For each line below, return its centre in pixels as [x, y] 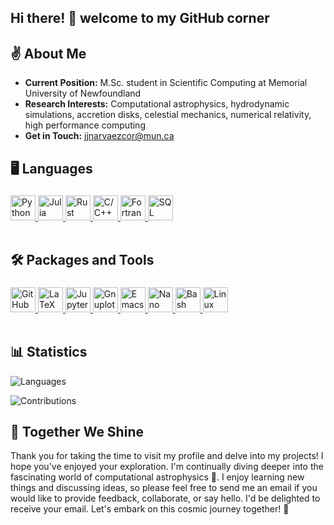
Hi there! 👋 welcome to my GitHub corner [140, 18]
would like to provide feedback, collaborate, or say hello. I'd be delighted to [165, 498]
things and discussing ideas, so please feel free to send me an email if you [164, 488]
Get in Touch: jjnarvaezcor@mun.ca [99, 136]
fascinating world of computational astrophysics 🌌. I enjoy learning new [157, 477]
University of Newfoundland [83, 93]
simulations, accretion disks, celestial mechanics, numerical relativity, [168, 115]
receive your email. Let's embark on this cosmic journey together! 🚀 [150, 509]
